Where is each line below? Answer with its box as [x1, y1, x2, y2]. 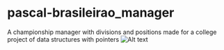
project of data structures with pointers [7, 35, 120, 43]
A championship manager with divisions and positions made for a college [7, 28, 217, 36]
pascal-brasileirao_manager [7, 5, 175, 21]
